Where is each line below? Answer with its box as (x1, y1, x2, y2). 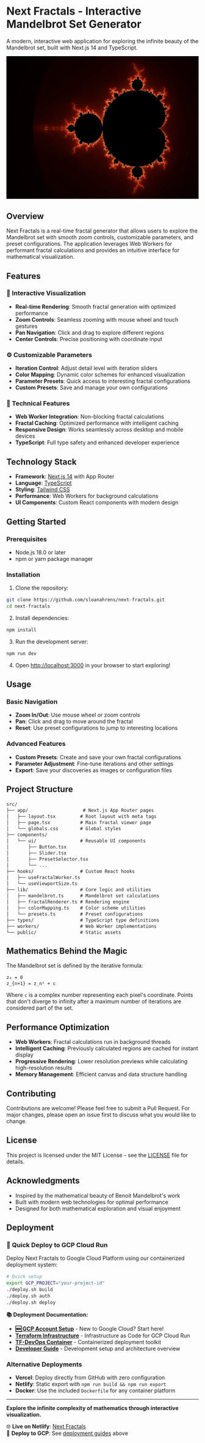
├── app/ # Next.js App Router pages (6, 807, 154, 813)
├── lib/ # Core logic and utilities (6, 886, 151, 892)
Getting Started (6, 516, 67, 527)
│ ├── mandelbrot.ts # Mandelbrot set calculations (6, 892, 160, 899)
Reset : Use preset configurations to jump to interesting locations (15, 725, 178, 732)
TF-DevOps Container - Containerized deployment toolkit (15, 1338, 162, 1345)
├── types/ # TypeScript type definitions (6, 917, 160, 923)
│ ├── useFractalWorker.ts (6, 874, 81, 880)
